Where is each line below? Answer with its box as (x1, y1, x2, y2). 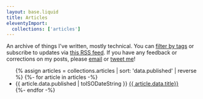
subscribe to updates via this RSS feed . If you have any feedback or (6, 49, 177, 56)
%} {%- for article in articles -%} (15, 73, 98, 81)
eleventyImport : (6, 20, 48, 26)
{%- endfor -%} (15, 86, 56, 94)
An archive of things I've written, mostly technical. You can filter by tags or (6, 43, 194, 50)
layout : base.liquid (6, 9, 59, 15)
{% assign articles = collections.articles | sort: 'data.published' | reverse (15, 67, 197, 75)
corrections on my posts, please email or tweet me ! (6, 55, 136, 63)
